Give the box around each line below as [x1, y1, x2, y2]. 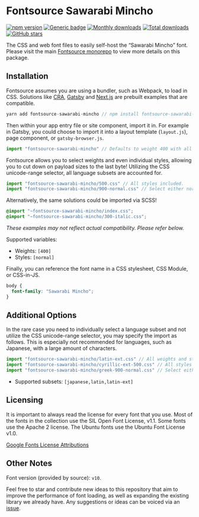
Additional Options [6, 310, 77, 320]
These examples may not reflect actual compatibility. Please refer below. [6, 224, 185, 232]
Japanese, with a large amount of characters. [6, 345, 117, 352]
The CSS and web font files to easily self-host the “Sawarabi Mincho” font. [6, 41, 188, 49]
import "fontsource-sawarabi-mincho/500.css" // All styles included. [6, 181, 184, 187]
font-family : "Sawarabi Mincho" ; [11, 288, 94, 294]
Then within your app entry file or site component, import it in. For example [6, 121, 189, 129]
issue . [6, 505, 21, 512]
